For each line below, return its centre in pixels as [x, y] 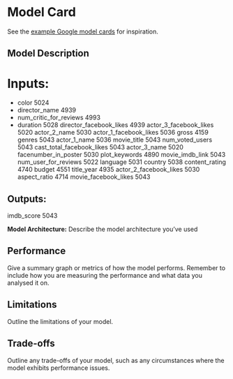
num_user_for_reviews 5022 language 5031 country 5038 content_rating [122, 162]
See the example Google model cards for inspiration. [83, 31]
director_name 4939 [47, 110]
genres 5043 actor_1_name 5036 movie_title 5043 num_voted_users [115, 140]
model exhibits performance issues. [59, 368]
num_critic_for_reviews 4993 [59, 118]
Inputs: [28, 83]
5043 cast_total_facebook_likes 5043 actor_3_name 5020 [100, 147]
